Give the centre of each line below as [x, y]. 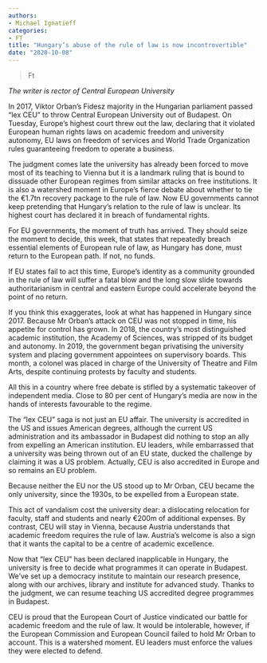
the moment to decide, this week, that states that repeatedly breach [120, 239]
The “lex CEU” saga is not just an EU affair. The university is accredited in [129, 419]
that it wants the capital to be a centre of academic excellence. [112, 544]
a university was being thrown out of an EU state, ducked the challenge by [130, 453]
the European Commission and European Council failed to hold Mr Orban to [132, 634]
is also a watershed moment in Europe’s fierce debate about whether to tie [130, 189]
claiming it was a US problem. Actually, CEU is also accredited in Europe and [134, 462]
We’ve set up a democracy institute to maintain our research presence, [124, 576]
